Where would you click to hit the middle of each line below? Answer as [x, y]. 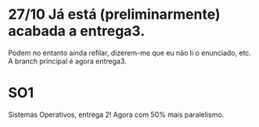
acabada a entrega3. [77, 31]
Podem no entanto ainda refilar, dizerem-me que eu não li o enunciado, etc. [130, 53]
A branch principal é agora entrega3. [67, 61]
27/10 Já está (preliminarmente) [114, 15]
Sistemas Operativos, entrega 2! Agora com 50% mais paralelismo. [116, 114]
